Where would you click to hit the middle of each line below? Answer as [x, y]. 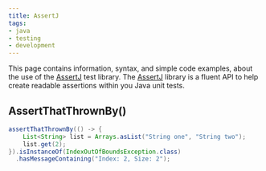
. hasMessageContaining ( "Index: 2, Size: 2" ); [93, 159]
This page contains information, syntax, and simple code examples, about [131, 68]
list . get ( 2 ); [45, 144]
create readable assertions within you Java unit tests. [96, 86]
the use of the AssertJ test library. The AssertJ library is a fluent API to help [133, 77]
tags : [17, 23]
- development [32, 46]
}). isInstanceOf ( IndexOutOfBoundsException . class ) [95, 152]
